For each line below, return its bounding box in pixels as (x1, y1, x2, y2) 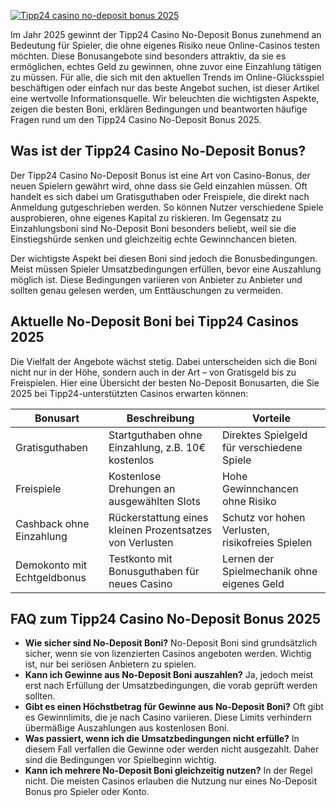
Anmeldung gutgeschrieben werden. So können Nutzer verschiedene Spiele (10, 201, 324, 213)
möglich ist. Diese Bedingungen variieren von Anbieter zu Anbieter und (10, 273, 303, 285)
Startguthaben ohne (108, 428, 203, 442)
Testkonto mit (108, 551, 173, 565)
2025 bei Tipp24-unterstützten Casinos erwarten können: (10, 387, 249, 399)
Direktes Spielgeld (221, 428, 308, 442)
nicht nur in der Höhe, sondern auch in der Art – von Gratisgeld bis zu (10, 366, 297, 378)
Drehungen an (108, 481, 176, 495)
